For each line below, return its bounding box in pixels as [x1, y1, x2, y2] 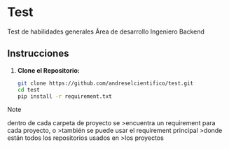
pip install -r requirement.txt [17, 92, 112, 100]
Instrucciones [7, 48, 69, 59]
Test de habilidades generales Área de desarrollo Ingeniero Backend [7, 27, 205, 36]
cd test [17, 86, 40, 93]
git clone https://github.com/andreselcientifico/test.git [17, 80, 194, 87]
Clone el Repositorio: [17, 66, 81, 74]
